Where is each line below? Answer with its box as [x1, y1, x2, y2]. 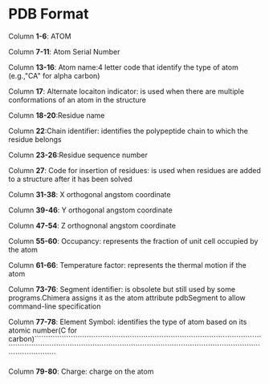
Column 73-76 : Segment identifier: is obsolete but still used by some [8, 284, 235, 293]
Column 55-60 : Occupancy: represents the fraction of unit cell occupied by [8, 236, 259, 245]
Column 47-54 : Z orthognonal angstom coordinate [8, 220, 177, 230]
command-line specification [8, 301, 101, 311]
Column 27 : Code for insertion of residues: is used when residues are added [8, 165, 261, 175]
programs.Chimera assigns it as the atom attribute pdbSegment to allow [8, 293, 247, 302]
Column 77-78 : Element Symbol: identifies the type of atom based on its [8, 317, 247, 326]
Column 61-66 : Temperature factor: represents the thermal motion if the [8, 260, 247, 269]
